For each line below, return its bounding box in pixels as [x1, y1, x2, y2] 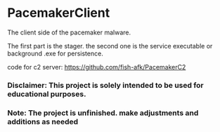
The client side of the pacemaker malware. [7, 28, 131, 37]
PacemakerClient [7, 5, 110, 21]
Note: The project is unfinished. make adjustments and [7, 107, 199, 117]
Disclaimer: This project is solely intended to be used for [7, 80, 204, 90]
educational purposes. [7, 89, 86, 99]
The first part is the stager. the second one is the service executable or [7, 41, 213, 50]
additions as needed [7, 117, 79, 126]
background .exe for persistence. [7, 49, 103, 58]
